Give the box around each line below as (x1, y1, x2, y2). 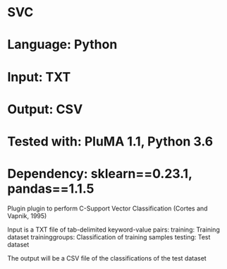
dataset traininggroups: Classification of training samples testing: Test (7, 232, 211, 241)
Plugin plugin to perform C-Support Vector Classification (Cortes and (7, 204, 208, 213)
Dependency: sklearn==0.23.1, (7, 166, 192, 182)
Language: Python (7, 37, 118, 53)
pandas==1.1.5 (7, 181, 94, 197)
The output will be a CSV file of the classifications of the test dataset (7, 253, 207, 262)
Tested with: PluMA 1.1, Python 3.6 (7, 133, 214, 149)
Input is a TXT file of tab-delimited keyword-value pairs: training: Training (7, 225, 220, 234)
